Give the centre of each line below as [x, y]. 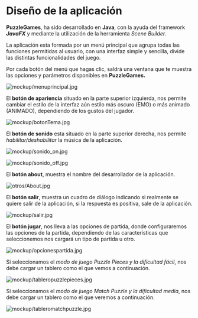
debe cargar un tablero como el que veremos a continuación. [80, 297]
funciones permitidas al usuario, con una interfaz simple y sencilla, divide [95, 51]
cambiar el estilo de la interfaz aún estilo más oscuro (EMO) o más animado [98, 104]
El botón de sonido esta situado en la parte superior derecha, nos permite [96, 134]
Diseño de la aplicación [64, 11]
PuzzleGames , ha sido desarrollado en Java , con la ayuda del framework [95, 27]
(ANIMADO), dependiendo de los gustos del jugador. [70, 111]
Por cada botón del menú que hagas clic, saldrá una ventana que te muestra [99, 69]
